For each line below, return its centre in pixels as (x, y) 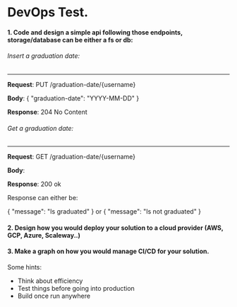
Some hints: (25, 267)
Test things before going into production (76, 288)
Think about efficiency (50, 281)
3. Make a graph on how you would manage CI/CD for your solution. (108, 251)
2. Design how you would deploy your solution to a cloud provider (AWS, (115, 228)
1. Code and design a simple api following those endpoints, (95, 32)
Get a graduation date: (41, 128)
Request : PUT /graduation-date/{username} (72, 84)
